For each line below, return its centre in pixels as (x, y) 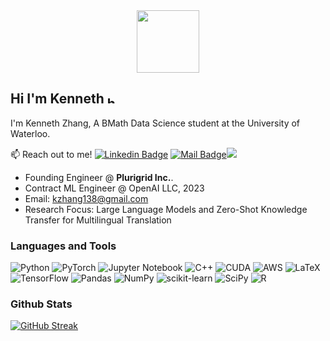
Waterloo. (30, 133)
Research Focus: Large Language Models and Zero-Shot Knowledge (166, 209)
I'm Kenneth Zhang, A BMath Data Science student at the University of (155, 123)
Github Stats (41, 304)
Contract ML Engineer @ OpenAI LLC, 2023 (114, 188)
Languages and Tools (63, 246)
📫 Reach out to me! (51, 154)
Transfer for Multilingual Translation (98, 220)
